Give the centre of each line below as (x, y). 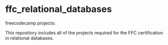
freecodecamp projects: (30, 23)
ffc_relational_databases (59, 9)
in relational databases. (30, 38)
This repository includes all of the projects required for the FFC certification (84, 32)
